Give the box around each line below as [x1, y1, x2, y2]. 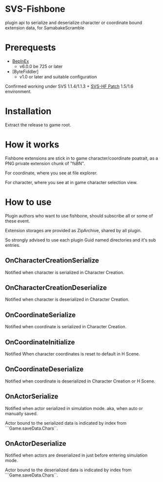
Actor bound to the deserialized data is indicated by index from [5, 467, 132, 473]
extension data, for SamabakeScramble [5, 24, 84, 30]
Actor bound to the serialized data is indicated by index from [5, 420, 127, 426]
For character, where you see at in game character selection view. [5, 179, 138, 185]
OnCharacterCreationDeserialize [5, 283, 107, 292]
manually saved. [5, 410, 38, 416]
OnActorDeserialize [5, 439, 67, 448]
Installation [5, 106, 52, 117]
